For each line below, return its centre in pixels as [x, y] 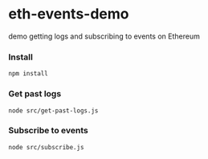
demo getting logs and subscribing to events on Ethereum [104, 36]
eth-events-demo [69, 14]
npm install [28, 74]
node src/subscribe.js [46, 147]
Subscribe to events [48, 131]
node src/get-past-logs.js [53, 110]
